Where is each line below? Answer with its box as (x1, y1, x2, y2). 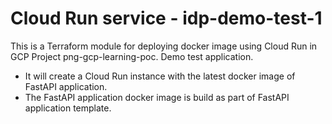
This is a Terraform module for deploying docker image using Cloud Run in (10, 40, 318, 52)
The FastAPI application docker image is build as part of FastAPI (24, 91, 290, 103)
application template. (24, 102, 112, 114)
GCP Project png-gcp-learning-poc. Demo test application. (10, 50, 254, 62)
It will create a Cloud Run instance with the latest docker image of (24, 70, 296, 82)
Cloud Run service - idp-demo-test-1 (10, 7, 323, 30)
